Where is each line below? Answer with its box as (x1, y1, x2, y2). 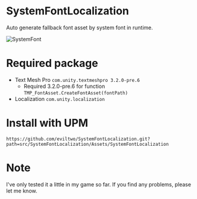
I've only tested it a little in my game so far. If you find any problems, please (6, 180, 192, 188)
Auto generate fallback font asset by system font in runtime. (6, 24, 154, 31)
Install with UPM (6, 117, 88, 130)
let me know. (6, 187, 37, 194)
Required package (6, 57, 98, 70)
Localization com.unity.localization (14, 95, 105, 102)
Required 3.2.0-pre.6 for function (23, 82, 105, 90)
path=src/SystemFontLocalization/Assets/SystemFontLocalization (6, 141, 169, 147)
